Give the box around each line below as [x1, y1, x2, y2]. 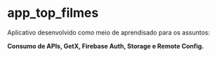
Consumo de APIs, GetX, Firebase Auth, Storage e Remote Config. [7, 42, 204, 50]
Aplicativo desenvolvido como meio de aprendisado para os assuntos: [7, 28, 211, 37]
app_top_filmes [7, 5, 99, 21]
